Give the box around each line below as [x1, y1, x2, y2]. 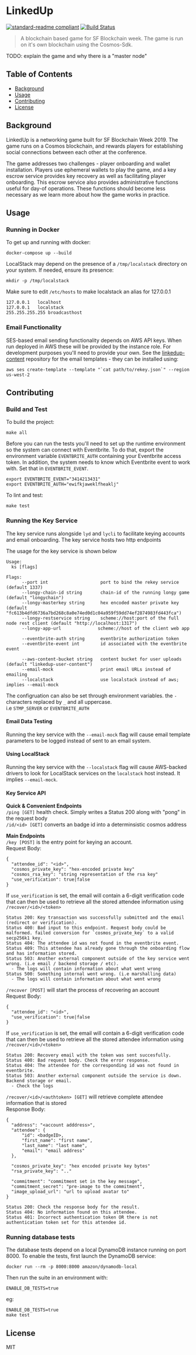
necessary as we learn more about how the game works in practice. [6, 191, 170, 198]
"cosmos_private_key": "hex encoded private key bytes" [11, 1164, 150, 1169]
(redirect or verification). [6, 920, 77, 926]
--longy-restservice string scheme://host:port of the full [21, 615, 180, 621]
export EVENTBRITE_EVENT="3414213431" [6, 476, 101, 483]
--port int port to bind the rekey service [21, 579, 180, 585]
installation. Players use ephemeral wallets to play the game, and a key [6, 166, 177, 173]
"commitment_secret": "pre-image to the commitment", [11, 1184, 145, 1190]
